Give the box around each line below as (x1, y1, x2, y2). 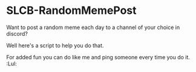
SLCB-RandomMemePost (6, 4, 137, 18)
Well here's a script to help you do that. (6, 42, 104, 49)
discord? (6, 30, 28, 37)
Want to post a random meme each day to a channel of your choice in (6, 24, 180, 31)
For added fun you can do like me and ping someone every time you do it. (6, 53, 191, 61)
